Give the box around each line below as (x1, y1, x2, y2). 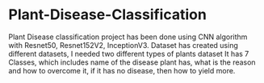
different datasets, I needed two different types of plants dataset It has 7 (8, 49, 249, 58)
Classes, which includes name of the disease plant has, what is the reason (8, 57, 256, 67)
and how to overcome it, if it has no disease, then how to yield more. (8, 65, 236, 75)
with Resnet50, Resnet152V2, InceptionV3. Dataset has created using (8, 40, 238, 49)
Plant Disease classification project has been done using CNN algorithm (8, 32, 248, 41)
